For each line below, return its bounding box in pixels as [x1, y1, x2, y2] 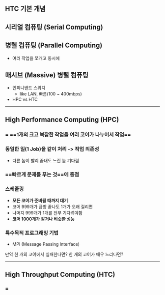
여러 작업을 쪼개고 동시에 [12, 55, 60, 61]
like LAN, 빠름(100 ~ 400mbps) [19, 91, 82, 97]
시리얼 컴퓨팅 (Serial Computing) [5, 23, 103, 31]
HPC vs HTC [12, 96, 38, 102]
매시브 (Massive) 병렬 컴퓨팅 [5, 71, 89, 79]
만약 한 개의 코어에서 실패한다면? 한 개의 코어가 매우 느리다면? [5, 251, 124, 257]
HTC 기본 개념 [5, 4, 46, 13]
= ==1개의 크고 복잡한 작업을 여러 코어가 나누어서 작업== [5, 131, 131, 138]
